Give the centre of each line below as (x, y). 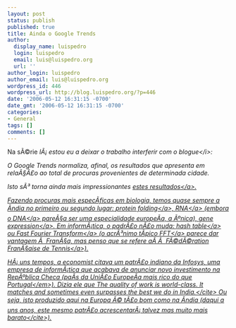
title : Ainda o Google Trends (52, 34)
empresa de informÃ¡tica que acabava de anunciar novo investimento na (114, 269)
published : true (31, 27)
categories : (25, 112)
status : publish (31, 20)
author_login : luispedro (44, 73)
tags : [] (20, 125)
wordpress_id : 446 (34, 86)
